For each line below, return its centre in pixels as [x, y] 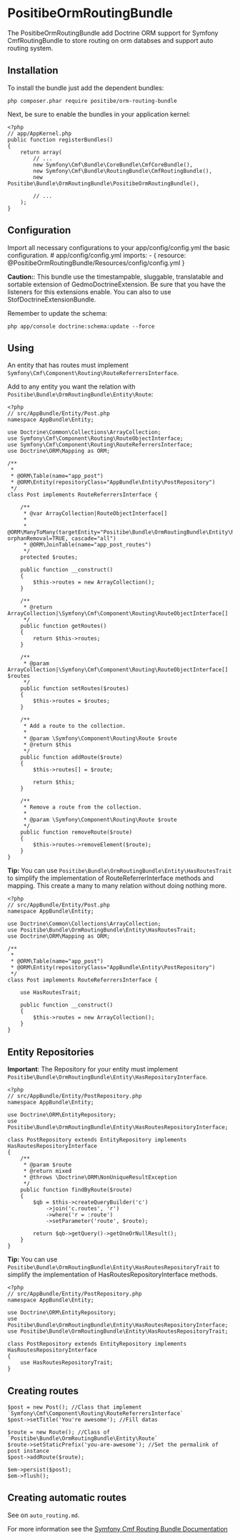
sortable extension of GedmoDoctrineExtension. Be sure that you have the [117, 284]
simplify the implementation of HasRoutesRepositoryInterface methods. [112, 1275]
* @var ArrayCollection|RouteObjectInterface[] [95, 514]
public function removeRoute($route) [76, 832]
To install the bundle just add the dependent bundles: [86, 88]
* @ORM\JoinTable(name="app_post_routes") [87, 545]
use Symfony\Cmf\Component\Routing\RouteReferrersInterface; [100, 445]
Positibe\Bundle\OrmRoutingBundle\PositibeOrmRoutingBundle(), [104, 184]
